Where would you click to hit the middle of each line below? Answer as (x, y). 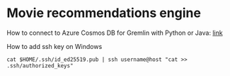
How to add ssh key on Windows (54, 46)
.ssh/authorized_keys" (40, 65)
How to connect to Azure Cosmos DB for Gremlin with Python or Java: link (115, 33)
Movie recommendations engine (104, 13)
